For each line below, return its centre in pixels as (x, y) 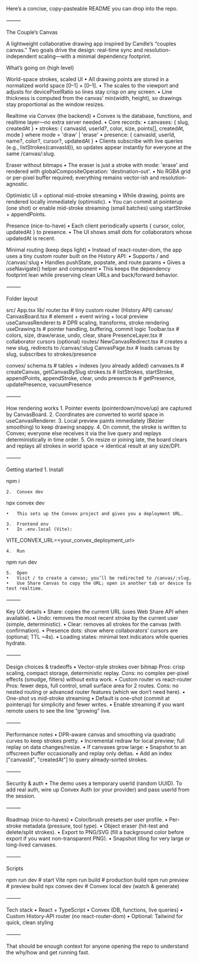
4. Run (16, 551)
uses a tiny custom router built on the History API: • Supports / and (88, 256)
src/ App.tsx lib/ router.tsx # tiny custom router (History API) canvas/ (90, 310)
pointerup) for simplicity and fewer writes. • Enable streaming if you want (95, 704)
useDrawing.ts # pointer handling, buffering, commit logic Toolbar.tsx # (93, 329)
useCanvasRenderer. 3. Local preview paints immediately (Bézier (85, 421)
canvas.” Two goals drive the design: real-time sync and (74, 50)
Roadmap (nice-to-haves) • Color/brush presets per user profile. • (87, 820)
